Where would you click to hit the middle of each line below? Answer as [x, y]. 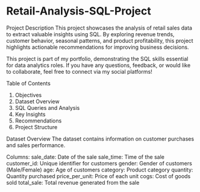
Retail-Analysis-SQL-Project [79, 11]
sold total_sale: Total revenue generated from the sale [73, 182]
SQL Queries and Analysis [47, 107]
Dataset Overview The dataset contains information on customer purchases [100, 139]
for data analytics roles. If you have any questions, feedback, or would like [98, 65]
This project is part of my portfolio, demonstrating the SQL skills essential [97, 59]
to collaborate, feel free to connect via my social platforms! [79, 71]
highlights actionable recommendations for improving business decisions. [98, 47]
